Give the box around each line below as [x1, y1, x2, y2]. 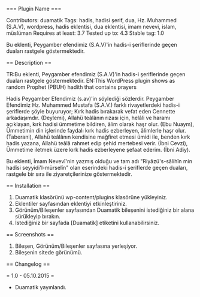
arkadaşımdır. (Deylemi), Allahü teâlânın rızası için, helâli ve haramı [6, 114, 171, 121]
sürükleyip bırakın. [14, 213, 61, 220]
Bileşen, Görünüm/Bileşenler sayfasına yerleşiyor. [14, 242, 138, 250]
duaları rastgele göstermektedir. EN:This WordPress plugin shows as [6, 77, 175, 84]
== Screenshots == [6, 231, 54, 238]
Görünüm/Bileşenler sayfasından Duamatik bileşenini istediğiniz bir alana [14, 206, 195, 214]
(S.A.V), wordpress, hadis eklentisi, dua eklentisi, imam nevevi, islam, [6, 23, 177, 30]
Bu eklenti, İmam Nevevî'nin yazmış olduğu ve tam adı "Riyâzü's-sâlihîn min [6, 158, 193, 164]
